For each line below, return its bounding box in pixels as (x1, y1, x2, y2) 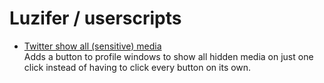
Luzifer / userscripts (9, 7, 182, 30)
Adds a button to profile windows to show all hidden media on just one (23, 50, 314, 62)
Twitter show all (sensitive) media (23, 40, 162, 52)
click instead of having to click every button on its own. (23, 61, 252, 73)
